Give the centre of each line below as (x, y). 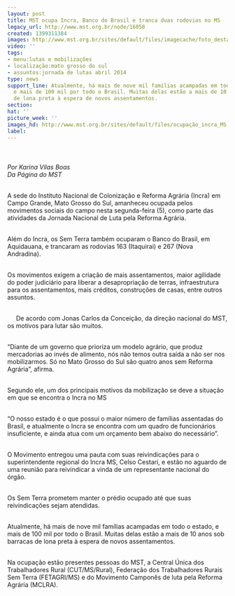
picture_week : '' (33, 118)
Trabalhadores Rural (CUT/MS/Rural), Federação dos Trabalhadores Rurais (115, 570)
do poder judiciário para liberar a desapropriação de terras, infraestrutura (113, 283)
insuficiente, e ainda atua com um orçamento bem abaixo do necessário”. (113, 434)
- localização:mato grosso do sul (58, 66)
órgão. (17, 477)
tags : (15, 53)
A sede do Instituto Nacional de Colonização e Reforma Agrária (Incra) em (114, 196)
